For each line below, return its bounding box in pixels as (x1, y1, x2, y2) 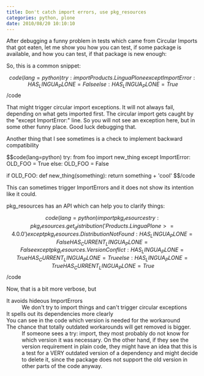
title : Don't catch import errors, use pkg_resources (6, 9, 147, 15)
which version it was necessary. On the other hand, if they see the (21, 336, 189, 343)
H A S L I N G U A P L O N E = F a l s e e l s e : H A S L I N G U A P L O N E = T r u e (27, 80, 179, 90)
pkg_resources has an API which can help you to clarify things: (6, 202, 165, 210)
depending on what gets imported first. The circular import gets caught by (6, 110, 194, 117)
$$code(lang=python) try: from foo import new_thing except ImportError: (6, 154, 191, 161)
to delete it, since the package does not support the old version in (21, 356, 188, 363)
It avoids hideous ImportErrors (6, 297, 83, 304)
